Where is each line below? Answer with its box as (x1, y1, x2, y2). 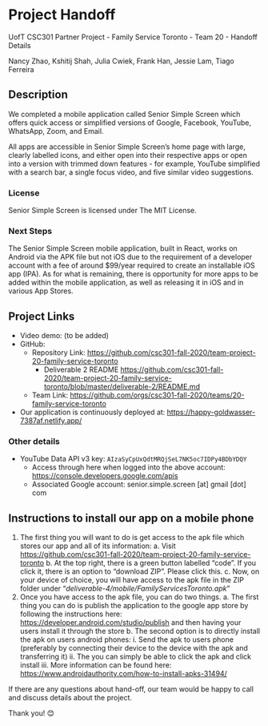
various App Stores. (8, 286, 74, 296)
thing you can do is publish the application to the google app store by (19, 601, 249, 611)
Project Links (8, 309, 75, 323)
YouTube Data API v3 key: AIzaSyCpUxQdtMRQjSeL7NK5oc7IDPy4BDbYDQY (19, 454, 247, 464)
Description (8, 88, 68, 102)
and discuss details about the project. (8, 693, 133, 703)
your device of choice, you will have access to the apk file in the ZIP (19, 575, 244, 585)
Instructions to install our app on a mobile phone (8, 511, 254, 525)
